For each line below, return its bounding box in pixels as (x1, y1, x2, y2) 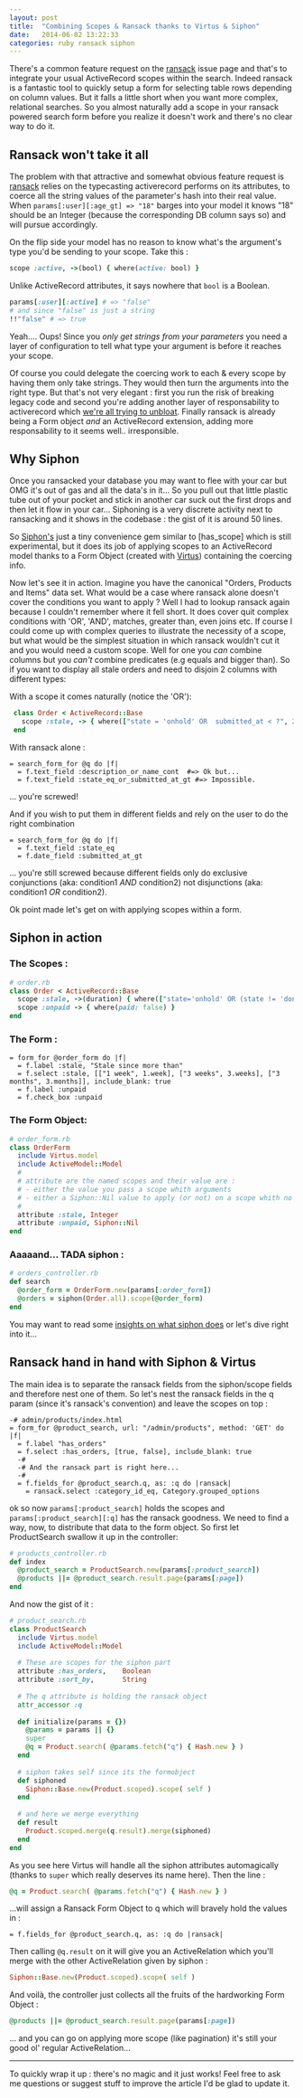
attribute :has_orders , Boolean (17, 1667, 151, 1676)
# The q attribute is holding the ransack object (17, 1692, 207, 1701)
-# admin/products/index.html (9, 1415, 124, 1424)
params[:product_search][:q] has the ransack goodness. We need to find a (9, 1512, 289, 1523)
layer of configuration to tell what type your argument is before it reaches (9, 340, 282, 351)
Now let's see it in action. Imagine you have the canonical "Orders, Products (9, 578, 292, 589)
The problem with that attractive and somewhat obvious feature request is (9, 171, 284, 182)
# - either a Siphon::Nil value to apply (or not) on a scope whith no (17, 1193, 293, 1203)
